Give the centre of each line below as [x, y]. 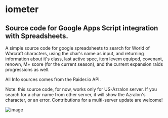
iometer [22, 9]
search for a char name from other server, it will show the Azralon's [75, 94]
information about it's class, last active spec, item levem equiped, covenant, [84, 59]
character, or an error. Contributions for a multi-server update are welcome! [84, 100]
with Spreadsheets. [37, 36]
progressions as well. [27, 70]
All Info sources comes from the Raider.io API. [53, 79]
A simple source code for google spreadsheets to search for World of [78, 48]
